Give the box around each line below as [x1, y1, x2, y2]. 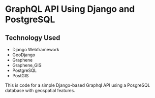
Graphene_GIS [12, 63, 42, 68]
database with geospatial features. [5, 88, 75, 93]
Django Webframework [12, 47, 60, 52]
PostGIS [12, 73, 29, 78]
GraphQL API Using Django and [5, 3, 135, 15]
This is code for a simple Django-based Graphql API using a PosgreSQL [5, 82, 151, 88]
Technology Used [5, 33, 61, 42]
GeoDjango [12, 52, 35, 58]
